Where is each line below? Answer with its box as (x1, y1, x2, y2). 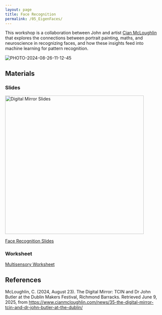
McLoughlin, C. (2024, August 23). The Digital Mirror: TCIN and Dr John (5, 289, 151, 295)
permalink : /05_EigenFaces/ (5, 16, 63, 21)
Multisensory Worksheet (5, 261, 55, 267)
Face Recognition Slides (5, 238, 54, 244)
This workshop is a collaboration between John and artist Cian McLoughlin (5, 30, 157, 36)
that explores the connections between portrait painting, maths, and (5, 35, 143, 41)
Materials (5, 69, 35, 78)
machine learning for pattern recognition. (5, 45, 89, 52)
